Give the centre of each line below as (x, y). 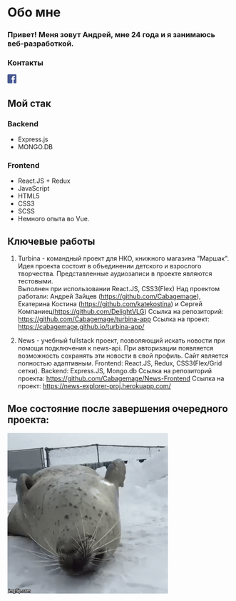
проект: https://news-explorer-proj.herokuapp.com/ (94, 386)
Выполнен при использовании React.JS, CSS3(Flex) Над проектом (118, 289)
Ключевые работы (51, 241)
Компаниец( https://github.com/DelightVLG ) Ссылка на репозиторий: (120, 312)
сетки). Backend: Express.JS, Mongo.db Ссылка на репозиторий (115, 371)
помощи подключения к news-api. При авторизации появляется (116, 348)
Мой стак (29, 103)
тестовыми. (35, 281)
